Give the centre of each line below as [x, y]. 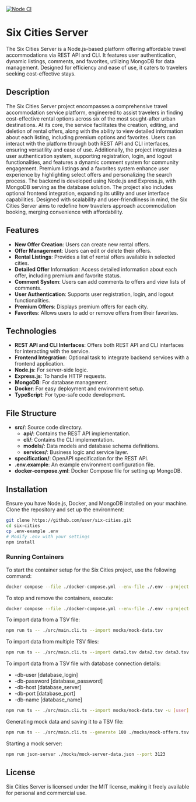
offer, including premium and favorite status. [68, 276]
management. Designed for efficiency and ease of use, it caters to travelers [97, 67]
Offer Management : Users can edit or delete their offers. [83, 250]
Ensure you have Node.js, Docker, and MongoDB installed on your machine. [97, 503]
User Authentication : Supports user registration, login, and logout [94, 294]
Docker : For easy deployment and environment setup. [79, 388]
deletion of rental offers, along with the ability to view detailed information [95, 131]
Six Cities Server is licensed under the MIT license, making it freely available [98, 786]
